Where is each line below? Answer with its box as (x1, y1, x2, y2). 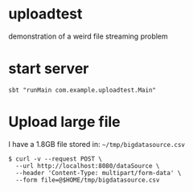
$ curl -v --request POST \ (8, 154, 103, 163)
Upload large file (8, 113, 121, 131)
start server (8, 59, 89, 78)
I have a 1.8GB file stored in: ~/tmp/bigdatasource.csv (8, 139, 186, 149)
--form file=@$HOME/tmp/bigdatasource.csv (15, 176, 160, 184)
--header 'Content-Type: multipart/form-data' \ (15, 169, 182, 177)
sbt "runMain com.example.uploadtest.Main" (8, 86, 157, 94)
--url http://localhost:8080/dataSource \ (15, 161, 160, 170)
